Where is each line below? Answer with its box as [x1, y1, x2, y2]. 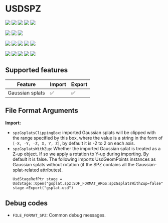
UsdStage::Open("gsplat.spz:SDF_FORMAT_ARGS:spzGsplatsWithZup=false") [12, 181, 165, 186]
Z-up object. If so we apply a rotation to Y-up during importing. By [12, 151, 149, 157]
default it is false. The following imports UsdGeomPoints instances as [12, 156, 156, 162]
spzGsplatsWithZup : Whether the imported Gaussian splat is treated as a [12, 145, 161, 151]
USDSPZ [5, 3, 42, 15]
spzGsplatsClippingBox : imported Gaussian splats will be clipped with [12, 129, 156, 136]
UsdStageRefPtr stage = [12, 176, 63, 181]
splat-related [12, 167, 39, 173]
